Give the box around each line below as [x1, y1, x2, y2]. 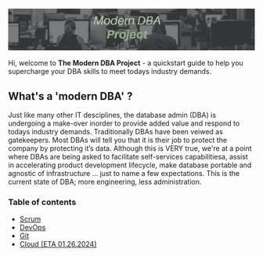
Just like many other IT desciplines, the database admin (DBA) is [8, 110, 217, 119]
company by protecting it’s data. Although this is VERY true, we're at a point [8, 143, 252, 153]
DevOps [19, 223, 46, 232]
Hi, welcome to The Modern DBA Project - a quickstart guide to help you [8, 58, 244, 68]
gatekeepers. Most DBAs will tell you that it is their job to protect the [8, 135, 228, 144]
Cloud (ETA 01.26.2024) [19, 240, 97, 249]
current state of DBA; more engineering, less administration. [8, 177, 202, 186]
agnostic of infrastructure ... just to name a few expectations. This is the [8, 168, 240, 177]
